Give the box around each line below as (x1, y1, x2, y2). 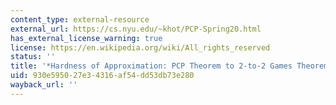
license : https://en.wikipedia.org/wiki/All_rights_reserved (10, 42, 271, 53)
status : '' (10, 52, 56, 62)
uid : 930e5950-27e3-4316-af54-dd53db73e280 (10, 71, 195, 81)
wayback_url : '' (10, 80, 78, 90)
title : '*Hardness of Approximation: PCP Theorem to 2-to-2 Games (10, 61, 293, 71)
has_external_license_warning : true (10, 33, 163, 43)
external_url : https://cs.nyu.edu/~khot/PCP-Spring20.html (10, 24, 262, 34)
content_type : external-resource (10, 14, 150, 25)
